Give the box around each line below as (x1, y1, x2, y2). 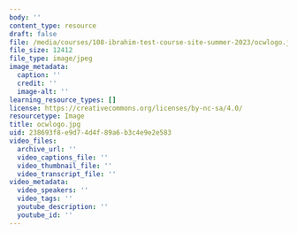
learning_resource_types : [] (9, 95, 117, 105)
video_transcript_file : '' (17, 169, 117, 178)
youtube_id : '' (17, 210, 73, 220)
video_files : (9, 136, 57, 145)
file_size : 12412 (9, 46, 73, 55)
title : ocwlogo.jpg (9, 120, 81, 129)
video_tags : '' (17, 194, 73, 204)
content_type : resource (9, 21, 97, 30)
